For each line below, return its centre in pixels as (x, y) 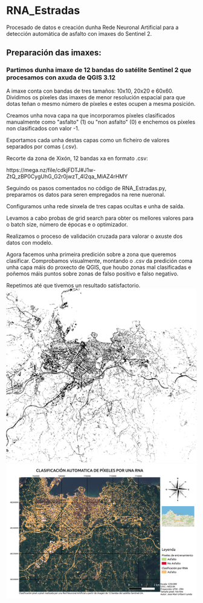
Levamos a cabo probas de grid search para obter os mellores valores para (100, 218)
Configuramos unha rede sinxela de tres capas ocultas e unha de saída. (95, 206)
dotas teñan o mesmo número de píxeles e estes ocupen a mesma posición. (101, 104)
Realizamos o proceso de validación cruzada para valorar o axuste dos (95, 236)
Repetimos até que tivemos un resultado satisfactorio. (73, 285)
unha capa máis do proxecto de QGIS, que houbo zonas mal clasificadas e (99, 267)
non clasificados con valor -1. (43, 128)
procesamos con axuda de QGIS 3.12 (61, 77)
